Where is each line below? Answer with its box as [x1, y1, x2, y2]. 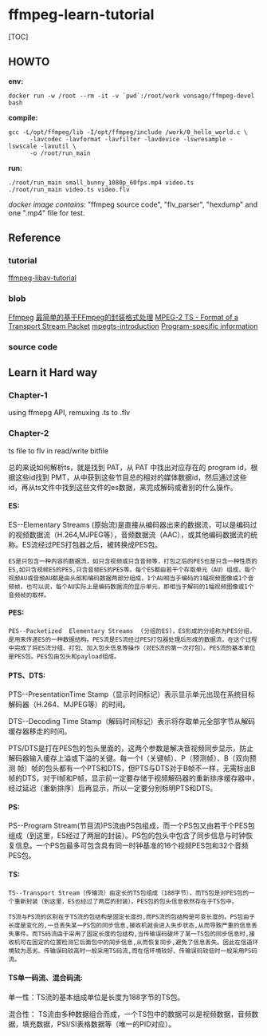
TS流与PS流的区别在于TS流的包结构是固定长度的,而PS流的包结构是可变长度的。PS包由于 [8, 912, 255, 921]
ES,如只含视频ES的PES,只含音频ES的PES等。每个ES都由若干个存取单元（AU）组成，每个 [8, 565, 257, 574]
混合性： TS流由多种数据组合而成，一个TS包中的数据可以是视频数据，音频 [8, 1009, 252, 1018]
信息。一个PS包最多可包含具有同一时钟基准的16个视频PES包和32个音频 [14, 840, 249, 851]
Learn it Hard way [8, 366, 98, 380]
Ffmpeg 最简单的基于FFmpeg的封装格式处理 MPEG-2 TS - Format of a [8, 312, 239, 322]
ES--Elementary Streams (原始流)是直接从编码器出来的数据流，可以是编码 [8, 520, 251, 529]
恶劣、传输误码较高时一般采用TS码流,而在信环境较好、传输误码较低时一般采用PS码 [26, 947, 257, 955]
